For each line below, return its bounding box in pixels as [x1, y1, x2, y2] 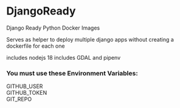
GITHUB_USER [6, 83, 43, 90]
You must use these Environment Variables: [6, 69, 138, 77]
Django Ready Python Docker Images [6, 24, 100, 31]
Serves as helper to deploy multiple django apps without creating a [6, 36, 175, 43]
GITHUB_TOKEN [6, 89, 47, 97]
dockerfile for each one [6, 42, 65, 49]
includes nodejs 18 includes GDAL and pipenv [6, 54, 121, 61]
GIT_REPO [6, 95, 32, 103]
